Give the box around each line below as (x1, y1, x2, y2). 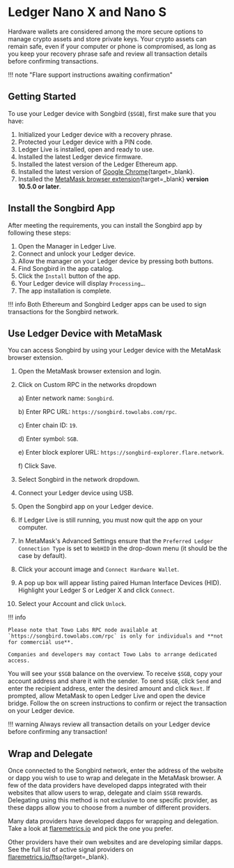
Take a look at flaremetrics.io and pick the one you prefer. (8, 825, 173, 833)
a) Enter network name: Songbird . (17, 394, 114, 402)
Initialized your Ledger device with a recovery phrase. (17, 130, 173, 138)
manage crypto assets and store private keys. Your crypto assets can (8, 34, 208, 43)
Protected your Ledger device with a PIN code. (17, 138, 153, 146)
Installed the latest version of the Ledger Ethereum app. (17, 160, 178, 168)
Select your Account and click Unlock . (17, 600, 127, 608)
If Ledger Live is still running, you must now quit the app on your (17, 516, 203, 524)
